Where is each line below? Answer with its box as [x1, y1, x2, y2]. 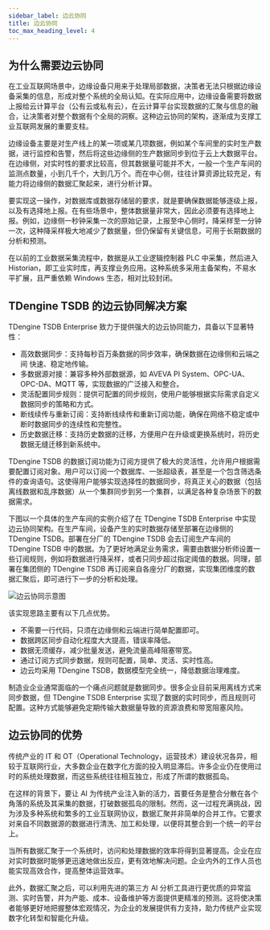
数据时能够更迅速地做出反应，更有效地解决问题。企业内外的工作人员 [29, 855, 255, 865]
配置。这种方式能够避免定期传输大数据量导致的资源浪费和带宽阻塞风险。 [8, 703, 247, 712]
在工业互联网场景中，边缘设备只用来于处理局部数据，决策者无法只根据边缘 [8, 81, 255, 91]
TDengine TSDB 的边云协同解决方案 [8, 299, 187, 313]
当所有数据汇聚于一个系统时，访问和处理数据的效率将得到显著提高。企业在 [8, 846, 255, 855]
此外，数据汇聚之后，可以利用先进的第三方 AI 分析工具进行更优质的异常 [8, 883, 245, 892]
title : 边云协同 [8, 19, 58, 27]
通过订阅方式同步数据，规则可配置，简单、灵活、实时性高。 [19, 656, 218, 665]
